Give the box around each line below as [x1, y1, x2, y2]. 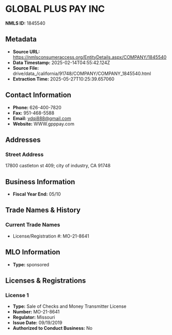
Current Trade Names [5, 221, 60, 228]
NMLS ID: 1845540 [5, 20, 46, 26]
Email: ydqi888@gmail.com [12, 115, 72, 121]
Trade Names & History [5, 206, 81, 214]
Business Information [5, 178, 75, 186]
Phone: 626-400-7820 [12, 104, 61, 110]
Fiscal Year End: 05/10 [12, 191, 61, 198]
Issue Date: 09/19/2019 [12, 320, 62, 326]
